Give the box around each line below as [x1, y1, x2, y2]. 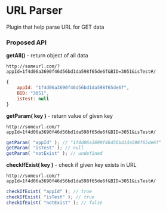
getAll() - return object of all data [6, 52, 88, 59]
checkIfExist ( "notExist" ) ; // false [6, 200, 103, 206]
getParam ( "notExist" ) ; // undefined [6, 151, 103, 157]
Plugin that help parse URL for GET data [6, 23, 104, 30]
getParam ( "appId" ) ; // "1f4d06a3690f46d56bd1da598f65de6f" [6, 139, 162, 145]
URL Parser [6, 4, 63, 17]
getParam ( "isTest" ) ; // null [6, 145, 84, 151]
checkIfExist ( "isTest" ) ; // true [6, 194, 95, 200]
